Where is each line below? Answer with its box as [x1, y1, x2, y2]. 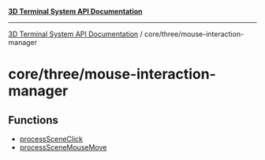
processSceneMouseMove [19, 143, 107, 152]
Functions [8, 113, 59, 127]
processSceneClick [19, 134, 84, 143]
